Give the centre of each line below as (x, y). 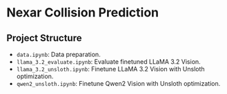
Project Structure (44, 38)
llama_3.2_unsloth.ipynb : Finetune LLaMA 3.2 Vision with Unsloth (110, 69)
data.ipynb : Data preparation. (58, 54)
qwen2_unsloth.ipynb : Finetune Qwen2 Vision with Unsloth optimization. (118, 83)
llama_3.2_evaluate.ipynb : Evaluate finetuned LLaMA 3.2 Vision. (108, 62)
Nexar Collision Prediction (83, 13)
